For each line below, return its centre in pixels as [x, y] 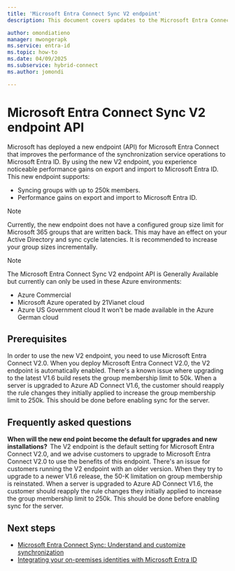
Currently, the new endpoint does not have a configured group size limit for [115, 224]
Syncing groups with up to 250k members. [79, 190]
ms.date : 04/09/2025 [37, 59]
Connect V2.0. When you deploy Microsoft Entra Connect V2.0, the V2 [109, 363]
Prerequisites [37, 339]
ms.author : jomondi [36, 72]
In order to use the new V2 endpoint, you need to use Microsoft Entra [107, 356]
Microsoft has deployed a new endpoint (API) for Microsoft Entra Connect [113, 147]
